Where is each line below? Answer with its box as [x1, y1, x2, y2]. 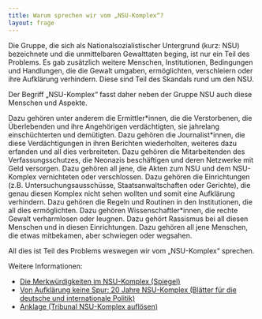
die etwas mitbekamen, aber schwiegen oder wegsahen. [8, 231, 193, 240]
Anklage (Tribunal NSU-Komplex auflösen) [19, 302, 159, 311]
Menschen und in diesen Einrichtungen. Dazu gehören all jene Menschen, [8, 222, 249, 231]
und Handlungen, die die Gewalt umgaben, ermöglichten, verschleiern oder [8, 66, 253, 75]
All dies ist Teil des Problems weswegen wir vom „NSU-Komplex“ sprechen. [8, 246, 255, 255]
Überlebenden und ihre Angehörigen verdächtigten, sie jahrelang [8, 122, 219, 131]
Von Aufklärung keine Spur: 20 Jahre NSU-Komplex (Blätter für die [19, 285, 237, 295]
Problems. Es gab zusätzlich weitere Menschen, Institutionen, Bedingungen [8, 57, 254, 67]
